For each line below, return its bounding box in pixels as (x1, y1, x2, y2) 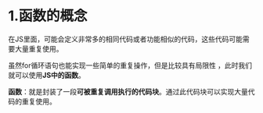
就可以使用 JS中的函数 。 (8, 70, 86, 79)
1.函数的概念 (8, 7, 88, 25)
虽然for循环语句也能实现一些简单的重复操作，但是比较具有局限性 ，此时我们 (8, 60, 253, 70)
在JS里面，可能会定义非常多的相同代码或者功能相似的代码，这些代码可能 (8, 34, 243, 44)
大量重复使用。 (14, 44, 63, 53)
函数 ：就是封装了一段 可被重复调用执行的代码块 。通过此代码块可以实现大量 (8, 87, 248, 96)
